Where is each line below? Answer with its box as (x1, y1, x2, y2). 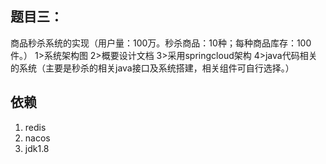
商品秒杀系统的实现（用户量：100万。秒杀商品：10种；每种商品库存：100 (10, 37, 312, 49)
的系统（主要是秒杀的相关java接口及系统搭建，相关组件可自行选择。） (10, 62, 295, 74)
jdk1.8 (24, 142, 50, 154)
